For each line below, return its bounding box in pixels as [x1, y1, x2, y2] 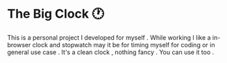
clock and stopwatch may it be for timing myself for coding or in [32, 40, 215, 49]
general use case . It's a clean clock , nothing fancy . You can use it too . [7, 48, 215, 56]
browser [7, 40, 31, 49]
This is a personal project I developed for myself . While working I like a [7, 33, 211, 42]
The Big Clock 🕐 [7, 6, 105, 22]
